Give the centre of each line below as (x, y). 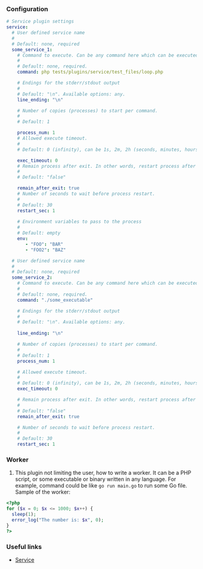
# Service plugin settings (40, 22)
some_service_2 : (32, 278)
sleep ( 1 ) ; (24, 515)
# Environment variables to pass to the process (79, 222)
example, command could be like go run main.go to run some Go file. (101, 486)
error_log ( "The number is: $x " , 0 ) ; (58, 520)
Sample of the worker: (43, 492)
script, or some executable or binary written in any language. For (95, 479)
